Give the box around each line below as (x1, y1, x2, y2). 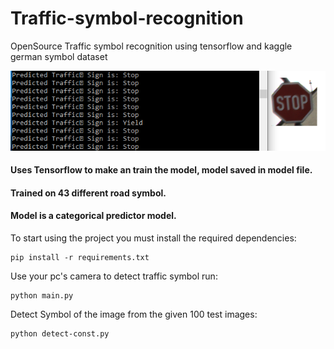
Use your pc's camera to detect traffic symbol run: (10, 270, 218, 282)
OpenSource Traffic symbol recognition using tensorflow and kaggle (10, 40, 293, 52)
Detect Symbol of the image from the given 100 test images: (10, 308, 258, 320)
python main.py (10, 290, 74, 301)
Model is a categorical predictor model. (10, 210, 177, 222)
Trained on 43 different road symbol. (10, 187, 167, 199)
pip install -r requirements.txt (10, 252, 150, 262)
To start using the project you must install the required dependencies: (10, 232, 297, 244)
